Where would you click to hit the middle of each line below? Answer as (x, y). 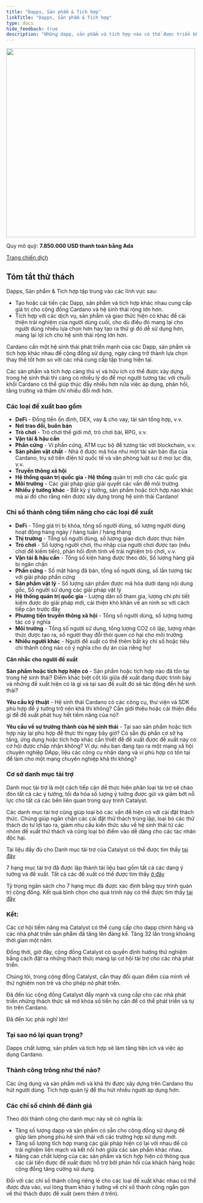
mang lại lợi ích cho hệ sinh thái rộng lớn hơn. (71, 335)
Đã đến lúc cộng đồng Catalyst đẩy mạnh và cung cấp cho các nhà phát (96, 995)
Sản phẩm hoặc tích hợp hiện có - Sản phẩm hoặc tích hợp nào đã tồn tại (98, 671)
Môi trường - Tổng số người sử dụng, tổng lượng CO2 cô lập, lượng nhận (105, 628)
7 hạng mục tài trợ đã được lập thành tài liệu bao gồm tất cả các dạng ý (95, 867)
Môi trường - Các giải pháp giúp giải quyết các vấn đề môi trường (97, 484)
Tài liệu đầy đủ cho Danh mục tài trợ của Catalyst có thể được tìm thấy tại (97, 849)
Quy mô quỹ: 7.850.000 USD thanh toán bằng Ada (70, 246)
